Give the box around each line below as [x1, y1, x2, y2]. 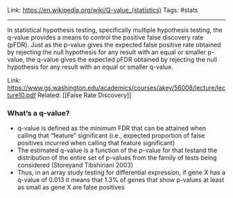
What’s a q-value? [7, 108, 70, 117]
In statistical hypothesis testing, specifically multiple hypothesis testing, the [7, 26, 223, 34]
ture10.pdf [7, 91, 37, 99]
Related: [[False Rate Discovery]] [37, 91, 132, 99]
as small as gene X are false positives [17, 183, 125, 192]
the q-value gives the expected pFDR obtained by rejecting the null [26, 56, 217, 63]
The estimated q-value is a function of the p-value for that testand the [17, 146, 218, 155]
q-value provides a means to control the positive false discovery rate [7, 33, 204, 41]
